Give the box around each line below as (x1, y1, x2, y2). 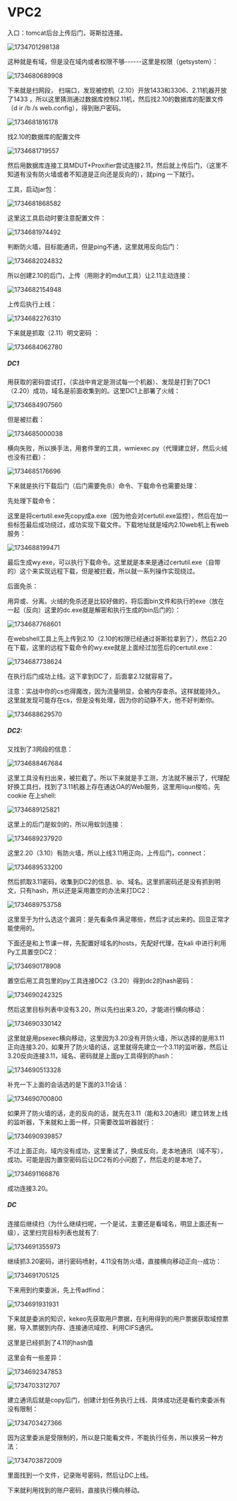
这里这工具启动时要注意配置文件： (7, 214, 107, 222)
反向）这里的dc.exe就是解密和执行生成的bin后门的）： (25, 605, 181, 614)
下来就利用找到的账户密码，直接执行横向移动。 (7, 1485, 143, 1494)
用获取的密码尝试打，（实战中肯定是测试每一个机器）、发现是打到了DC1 (7, 378, 211, 386)
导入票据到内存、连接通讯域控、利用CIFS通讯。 (19, 1323, 157, 1331)
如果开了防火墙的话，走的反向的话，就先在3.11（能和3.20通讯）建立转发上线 (7, 1109, 229, 1117)
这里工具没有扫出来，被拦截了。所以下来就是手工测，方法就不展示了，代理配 (7, 773, 230, 782)
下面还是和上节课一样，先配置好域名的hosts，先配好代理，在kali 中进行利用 (7, 938, 227, 947)
